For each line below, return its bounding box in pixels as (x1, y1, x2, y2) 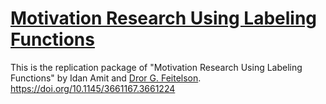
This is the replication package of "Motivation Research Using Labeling (10, 61, 303, 73)
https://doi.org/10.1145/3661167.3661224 (10, 82, 176, 94)
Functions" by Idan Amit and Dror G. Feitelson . (10, 72, 202, 84)
